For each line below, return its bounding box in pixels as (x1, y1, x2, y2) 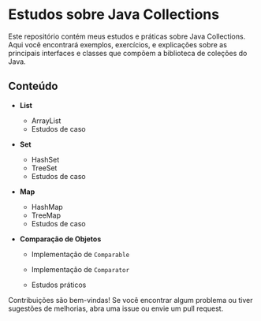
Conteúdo (8, 80, 58, 93)
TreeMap (31, 211, 62, 220)
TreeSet (31, 163, 58, 173)
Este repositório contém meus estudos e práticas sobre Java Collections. (8, 32, 246, 41)
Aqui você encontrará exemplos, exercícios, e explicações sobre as (8, 39, 227, 49)
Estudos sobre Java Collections (8, 6, 219, 24)
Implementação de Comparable (31, 249, 130, 259)
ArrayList (31, 116, 62, 125)
